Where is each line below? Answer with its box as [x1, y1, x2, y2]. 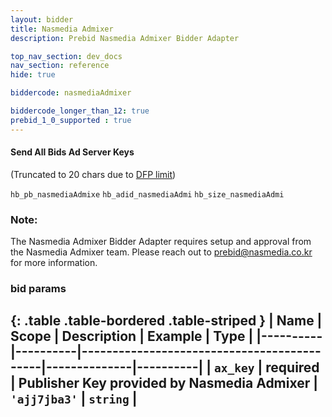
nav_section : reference [10, 61, 110, 71]
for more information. [10, 257, 98, 269]
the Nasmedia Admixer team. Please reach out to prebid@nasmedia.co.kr [10, 246, 313, 258]
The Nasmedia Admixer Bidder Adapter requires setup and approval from [10, 236, 312, 248]
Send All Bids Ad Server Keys [10, 146, 135, 158]
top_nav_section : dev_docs [10, 51, 123, 61]
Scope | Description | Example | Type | [10, 328, 254, 345]
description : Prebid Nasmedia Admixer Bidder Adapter [10, 33, 240, 43]
